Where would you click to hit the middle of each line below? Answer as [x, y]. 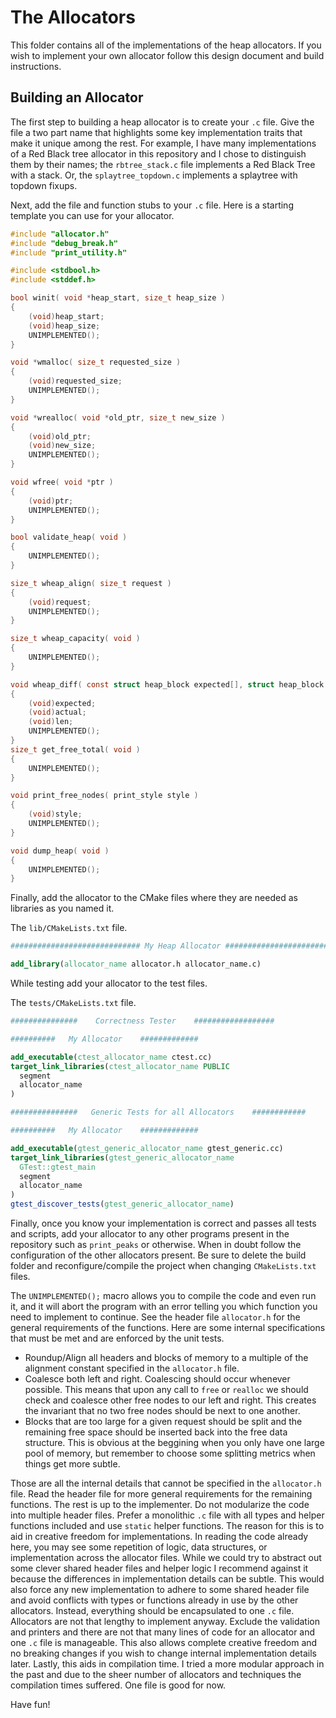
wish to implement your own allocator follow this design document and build [167, 55]
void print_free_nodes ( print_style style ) [104, 796]
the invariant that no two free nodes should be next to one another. [162, 1410]
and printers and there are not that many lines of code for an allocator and [163, 1632]
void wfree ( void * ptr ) [62, 482]
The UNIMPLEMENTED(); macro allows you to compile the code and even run [163, 1295]
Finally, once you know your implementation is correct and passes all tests [163, 1223]
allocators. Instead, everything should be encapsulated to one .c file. [152, 1610]
